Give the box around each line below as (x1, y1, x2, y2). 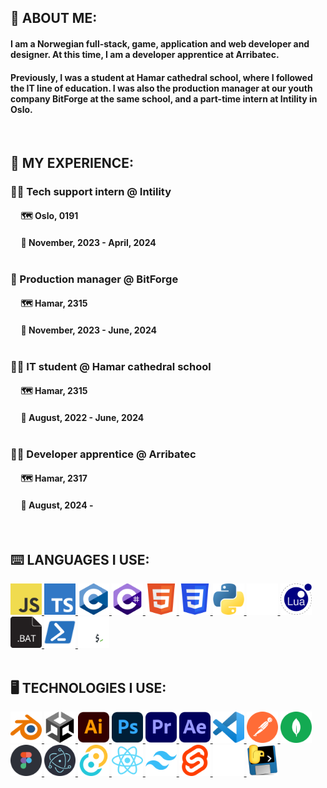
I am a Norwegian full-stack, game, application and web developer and (10, 37, 310, 50)
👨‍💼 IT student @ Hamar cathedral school (10, 359, 212, 373)
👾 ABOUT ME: (10, 10, 98, 27)
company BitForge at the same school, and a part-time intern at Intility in (10, 92, 318, 105)
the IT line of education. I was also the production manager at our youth (10, 82, 313, 94)
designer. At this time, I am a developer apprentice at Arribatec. (10, 48, 280, 60)
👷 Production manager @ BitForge (10, 272, 179, 286)
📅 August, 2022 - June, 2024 (20, 411, 145, 423)
